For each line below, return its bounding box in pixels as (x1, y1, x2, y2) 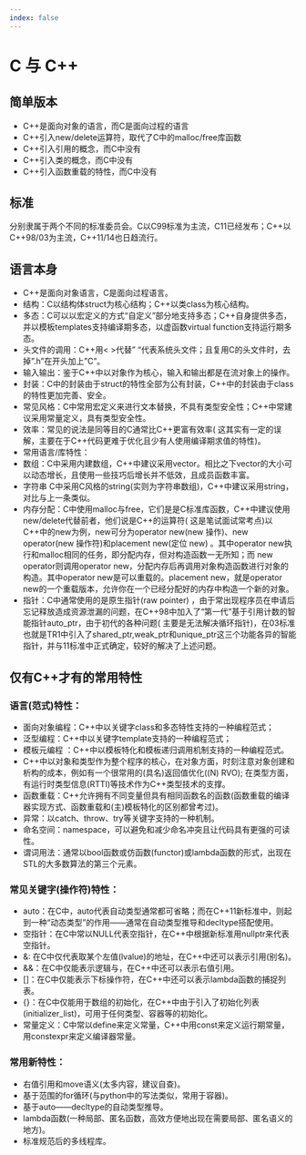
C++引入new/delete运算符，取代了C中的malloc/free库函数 (22, 131, 242, 142)
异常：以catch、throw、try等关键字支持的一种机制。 (22, 813, 219, 823)
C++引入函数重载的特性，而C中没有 (22, 166, 158, 177)
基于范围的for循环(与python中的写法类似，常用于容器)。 (22, 1089, 234, 1100)
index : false (9, 13, 59, 23)
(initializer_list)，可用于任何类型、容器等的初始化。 (22, 1008, 213, 1019)
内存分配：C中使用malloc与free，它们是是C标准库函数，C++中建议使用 (22, 504, 291, 515)
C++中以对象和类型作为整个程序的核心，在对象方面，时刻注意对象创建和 (22, 755, 295, 766)
